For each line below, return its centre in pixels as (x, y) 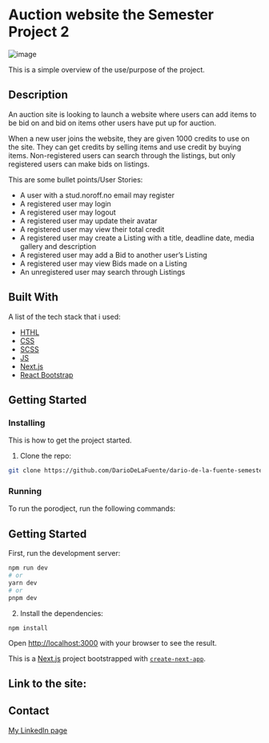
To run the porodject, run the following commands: (92, 508)
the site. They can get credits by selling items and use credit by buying (125, 147)
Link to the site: (47, 684)
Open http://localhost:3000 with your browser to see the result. (113, 643)
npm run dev (28, 568)
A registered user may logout (68, 212)
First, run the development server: (64, 553)
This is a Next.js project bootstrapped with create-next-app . (107, 658)
